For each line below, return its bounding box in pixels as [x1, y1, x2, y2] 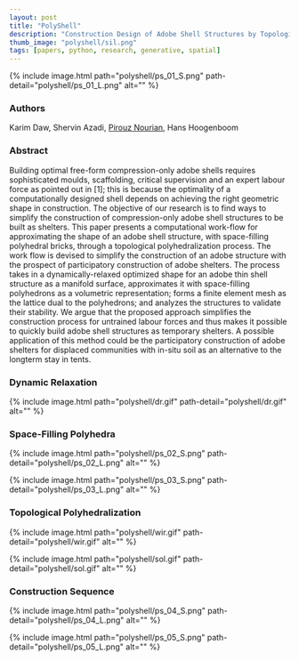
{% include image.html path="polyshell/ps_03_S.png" [9, 475, 206, 486]
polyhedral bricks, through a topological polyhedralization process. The [9, 240, 271, 251]
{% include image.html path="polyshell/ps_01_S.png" [9, 70, 205, 81]
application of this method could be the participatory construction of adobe [9, 335, 286, 345]
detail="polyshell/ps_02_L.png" [9, 457, 125, 468]
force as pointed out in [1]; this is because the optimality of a [9, 183, 231, 194]
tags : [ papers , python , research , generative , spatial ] [9, 46, 221, 55]
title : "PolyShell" [9, 21, 82, 30]
